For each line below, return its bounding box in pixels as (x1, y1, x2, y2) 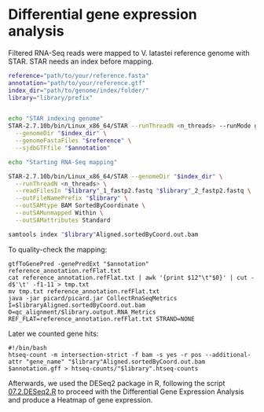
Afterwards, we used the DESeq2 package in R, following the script (8, 378, 225, 388)
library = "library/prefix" (8, 94, 93, 101)
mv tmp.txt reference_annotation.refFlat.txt (8, 287, 159, 296)
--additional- (204, 351, 251, 359)
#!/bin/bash (8, 344, 47, 351)
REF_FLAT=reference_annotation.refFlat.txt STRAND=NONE (8, 315, 195, 323)
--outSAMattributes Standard (15, 216, 111, 224)
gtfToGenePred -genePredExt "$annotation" (8, 259, 149, 268)
